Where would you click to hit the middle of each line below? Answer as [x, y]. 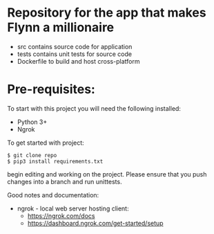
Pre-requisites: [51, 90]
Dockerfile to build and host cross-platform [78, 61]
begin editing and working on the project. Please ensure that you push [107, 174]
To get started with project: [46, 143]
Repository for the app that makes [107, 13]
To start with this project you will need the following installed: [94, 108]
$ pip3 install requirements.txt [55, 161]
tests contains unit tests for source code [75, 54]
